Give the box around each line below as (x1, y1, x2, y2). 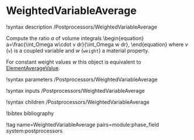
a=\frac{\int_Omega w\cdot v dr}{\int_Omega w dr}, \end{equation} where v (6, 41, 188, 48)
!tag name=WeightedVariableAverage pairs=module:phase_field (6, 121, 160, 128)
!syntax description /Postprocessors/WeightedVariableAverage (6, 23, 158, 30)
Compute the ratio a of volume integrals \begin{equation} (6, 34, 144, 41)
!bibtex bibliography (6, 110, 54, 117)
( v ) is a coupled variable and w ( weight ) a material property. (6, 47, 150, 54)
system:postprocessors (6, 127, 63, 134)
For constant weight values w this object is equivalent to (6, 58, 141, 65)
